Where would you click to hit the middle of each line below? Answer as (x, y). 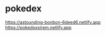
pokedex (24, 9)
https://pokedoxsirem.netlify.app (38, 27)
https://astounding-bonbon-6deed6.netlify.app (53, 22)
